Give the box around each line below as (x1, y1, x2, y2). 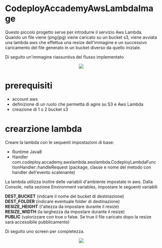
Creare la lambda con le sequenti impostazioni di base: (5, 139, 115, 145)
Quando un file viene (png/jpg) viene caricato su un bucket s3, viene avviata (5, 34, 157, 40)
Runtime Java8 (12, 149, 42, 155)
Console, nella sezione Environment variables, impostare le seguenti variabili (5, 184, 158, 189)
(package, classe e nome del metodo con (68, 164, 151, 170)
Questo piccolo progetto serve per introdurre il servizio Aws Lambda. (5, 29, 143, 35)
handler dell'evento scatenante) (12, 169, 75, 175)
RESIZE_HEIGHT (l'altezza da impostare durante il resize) (5, 203, 119, 209)
